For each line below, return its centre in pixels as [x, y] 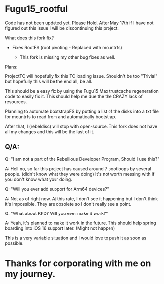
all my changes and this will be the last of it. [50, 131]
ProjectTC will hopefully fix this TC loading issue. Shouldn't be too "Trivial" [81, 76]
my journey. [30, 274]
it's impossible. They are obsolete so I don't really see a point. [68, 204]
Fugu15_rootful [37, 9]
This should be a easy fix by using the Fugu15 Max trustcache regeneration [82, 91]
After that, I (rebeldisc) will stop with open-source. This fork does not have [81, 126]
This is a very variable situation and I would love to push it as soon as [76, 238]
